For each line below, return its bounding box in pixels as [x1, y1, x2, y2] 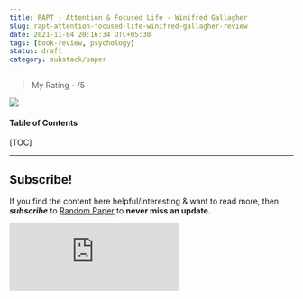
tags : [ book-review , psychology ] [9, 38, 135, 48]
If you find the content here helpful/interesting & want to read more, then [9, 195, 280, 207]
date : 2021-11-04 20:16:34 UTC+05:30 [9, 30, 151, 39]
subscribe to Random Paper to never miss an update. [9, 205, 212, 216]
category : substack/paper [9, 55, 106, 64]
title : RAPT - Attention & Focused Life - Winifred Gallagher [9, 13, 248, 23]
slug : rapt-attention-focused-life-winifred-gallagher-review [9, 22, 248, 31]
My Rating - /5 [31, 80, 86, 90]
